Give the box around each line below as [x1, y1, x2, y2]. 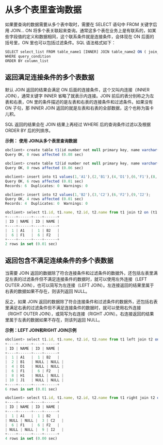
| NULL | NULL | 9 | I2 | [5, 427, 64, 432]
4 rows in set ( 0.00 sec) [5, 436, 57, 441]
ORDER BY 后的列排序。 [5, 127, 53, 134]
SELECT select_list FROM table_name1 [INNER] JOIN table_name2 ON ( [5, 49, 147, 54]
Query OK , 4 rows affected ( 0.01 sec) [5, 196, 83, 202]
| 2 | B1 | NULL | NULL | [5, 359, 64, 365]
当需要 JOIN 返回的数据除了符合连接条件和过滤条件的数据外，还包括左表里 [5, 270, 154, 276]
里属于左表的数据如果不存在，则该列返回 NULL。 [5, 317, 103, 322]
